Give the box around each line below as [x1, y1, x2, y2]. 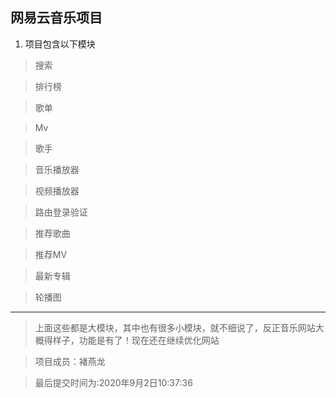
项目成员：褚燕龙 [34, 355, 106, 367]
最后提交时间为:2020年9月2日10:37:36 [34, 376, 193, 388]
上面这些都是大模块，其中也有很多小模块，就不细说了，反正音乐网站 [34, 321, 316, 333]
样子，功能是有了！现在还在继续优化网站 [52, 334, 220, 346]
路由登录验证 [34, 206, 88, 218]
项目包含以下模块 [24, 38, 96, 50]
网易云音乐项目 [10, 9, 103, 27]
